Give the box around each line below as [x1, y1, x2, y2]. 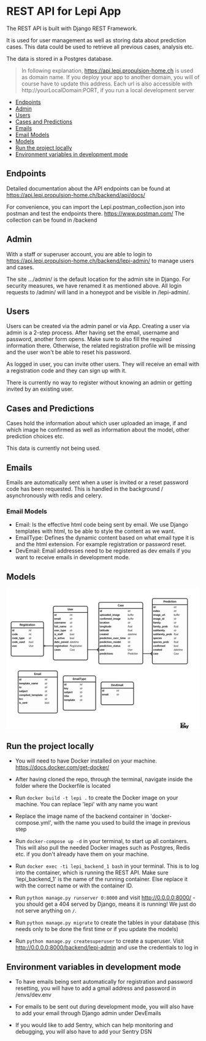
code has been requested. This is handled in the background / [6, 485, 164, 492]
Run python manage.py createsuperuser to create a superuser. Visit [15, 937, 184, 945]
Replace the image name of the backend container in [15, 812, 149, 820]
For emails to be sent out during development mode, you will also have [15, 1003, 194, 1010]
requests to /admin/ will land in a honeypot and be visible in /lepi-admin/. [6, 288, 190, 296]
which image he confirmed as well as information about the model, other [6, 426, 190, 434]
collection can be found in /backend [6, 216, 97, 224]
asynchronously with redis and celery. [6, 492, 102, 499]
